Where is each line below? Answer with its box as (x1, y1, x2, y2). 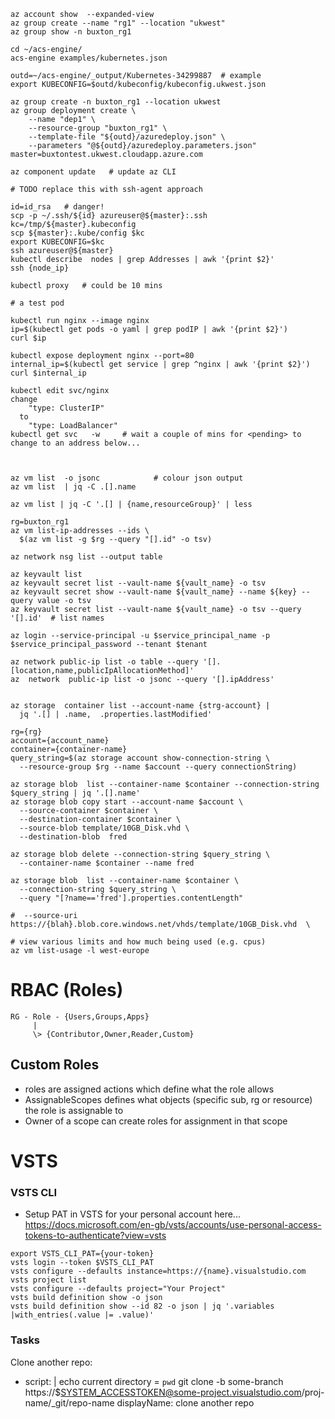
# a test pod (10, 298, 65, 308)
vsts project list (10, 1275, 87, 1285)
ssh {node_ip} (10, 263, 70, 273)
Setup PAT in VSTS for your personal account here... (24, 1208, 241, 1220)
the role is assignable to (24, 1104, 124, 1116)
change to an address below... (10, 438, 141, 448)
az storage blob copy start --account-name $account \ (10, 797, 244, 807)
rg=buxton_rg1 (10, 517, 70, 527)
